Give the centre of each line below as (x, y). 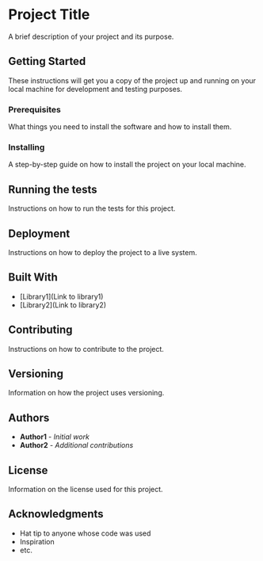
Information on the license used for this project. (86, 490)
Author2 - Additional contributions (76, 445)
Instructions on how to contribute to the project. (86, 349)
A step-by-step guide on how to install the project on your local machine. (128, 165)
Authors (29, 418)
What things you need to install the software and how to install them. (120, 127)
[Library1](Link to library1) (61, 296)
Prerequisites (34, 109)
